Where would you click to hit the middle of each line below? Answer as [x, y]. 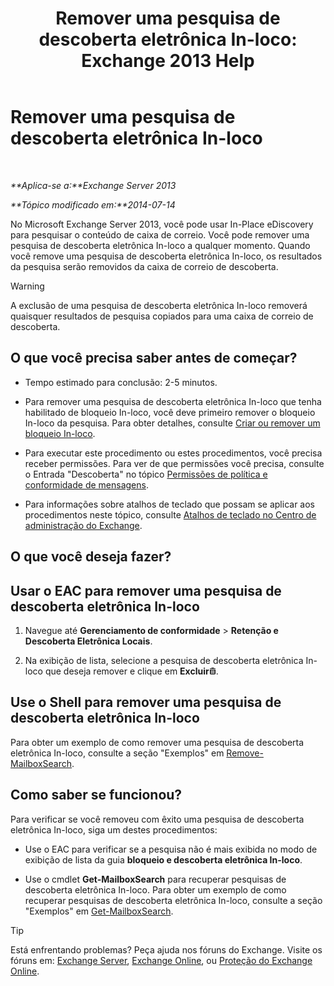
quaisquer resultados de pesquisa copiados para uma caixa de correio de [162, 316]
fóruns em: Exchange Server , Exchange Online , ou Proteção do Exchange [161, 960]
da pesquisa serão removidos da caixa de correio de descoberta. [144, 266]
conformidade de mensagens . [86, 484]
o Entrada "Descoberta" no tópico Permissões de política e [146, 474]
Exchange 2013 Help [168, 61]
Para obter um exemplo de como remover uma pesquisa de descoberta [157, 742]
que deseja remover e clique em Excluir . [131, 671]
